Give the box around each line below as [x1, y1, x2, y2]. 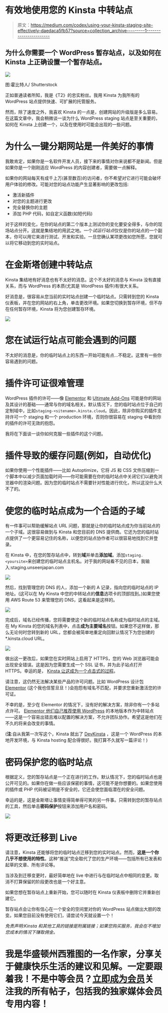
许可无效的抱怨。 [22, 420, 58, 426]
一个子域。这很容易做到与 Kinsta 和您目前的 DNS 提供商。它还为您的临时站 [5, 529, 159, 535]
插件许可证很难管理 [5, 378, 84, 389]
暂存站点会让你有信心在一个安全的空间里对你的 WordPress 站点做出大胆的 [5, 906, 157, 912]
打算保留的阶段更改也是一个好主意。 [13, 879, 88, 885]
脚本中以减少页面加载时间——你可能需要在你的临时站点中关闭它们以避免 [9, 473, 158, 479]
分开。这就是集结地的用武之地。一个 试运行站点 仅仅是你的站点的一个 [18, 227, 158, 233]
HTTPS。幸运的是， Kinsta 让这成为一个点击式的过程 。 [5, 668, 118, 674]
